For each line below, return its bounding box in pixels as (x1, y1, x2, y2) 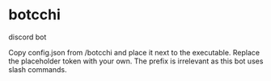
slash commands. (8, 64, 67, 74)
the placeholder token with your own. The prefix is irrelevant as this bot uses (8, 56, 264, 66)
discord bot (8, 32, 47, 42)
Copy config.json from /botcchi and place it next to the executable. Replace (8, 47, 260, 57)
